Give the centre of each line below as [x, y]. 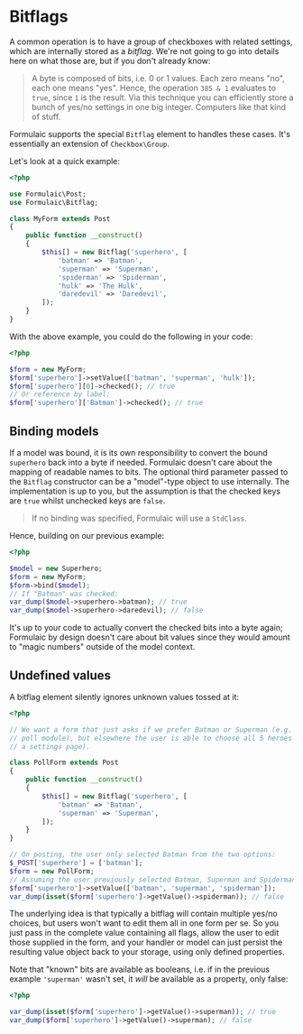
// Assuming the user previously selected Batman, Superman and [133, 880]
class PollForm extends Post [64, 763]
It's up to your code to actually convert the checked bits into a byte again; [146, 628]
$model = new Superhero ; [56, 568]
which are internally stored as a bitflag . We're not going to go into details [144, 51]
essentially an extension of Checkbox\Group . [89, 143]
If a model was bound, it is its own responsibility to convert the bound [138, 452]
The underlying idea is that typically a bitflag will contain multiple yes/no [143, 914]
